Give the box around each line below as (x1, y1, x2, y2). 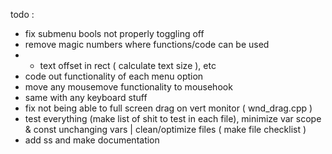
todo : (10, 9, 35, 20)
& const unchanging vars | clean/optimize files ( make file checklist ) (24, 124, 307, 135)
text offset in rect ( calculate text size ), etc (39, 60, 217, 71)
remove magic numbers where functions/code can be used (24, 39, 270, 50)
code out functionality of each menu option (24, 70, 204, 82)
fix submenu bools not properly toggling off (24, 28, 205, 39)
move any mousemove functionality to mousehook (24, 81, 233, 93)
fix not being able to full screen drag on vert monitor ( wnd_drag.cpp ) (24, 102, 313, 114)
